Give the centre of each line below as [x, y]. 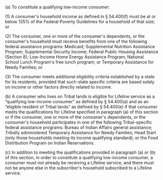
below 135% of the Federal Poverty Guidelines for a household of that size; [80, 22]
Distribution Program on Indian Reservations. [50, 143]
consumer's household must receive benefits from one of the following [76, 41]
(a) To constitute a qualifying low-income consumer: [58, 7]
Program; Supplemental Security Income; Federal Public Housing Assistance [82, 52]
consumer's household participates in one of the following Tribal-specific [79, 122]
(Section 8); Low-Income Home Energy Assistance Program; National [74, 57]
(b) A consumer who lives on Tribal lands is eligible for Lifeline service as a [80, 96]
